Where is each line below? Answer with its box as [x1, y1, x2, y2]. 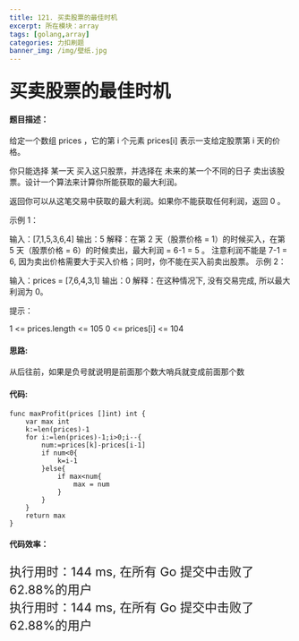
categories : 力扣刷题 [9, 38, 85, 47]
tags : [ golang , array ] [9, 30, 90, 38]
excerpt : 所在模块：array [9, 21, 99, 30]
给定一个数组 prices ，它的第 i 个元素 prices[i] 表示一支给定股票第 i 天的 [9, 135, 273, 146]
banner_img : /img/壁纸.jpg [9, 47, 107, 56]
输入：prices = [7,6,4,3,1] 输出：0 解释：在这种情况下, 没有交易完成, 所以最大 [9, 275, 291, 286]
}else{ [41, 464, 66, 473]
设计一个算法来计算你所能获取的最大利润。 [24, 176, 182, 188]
